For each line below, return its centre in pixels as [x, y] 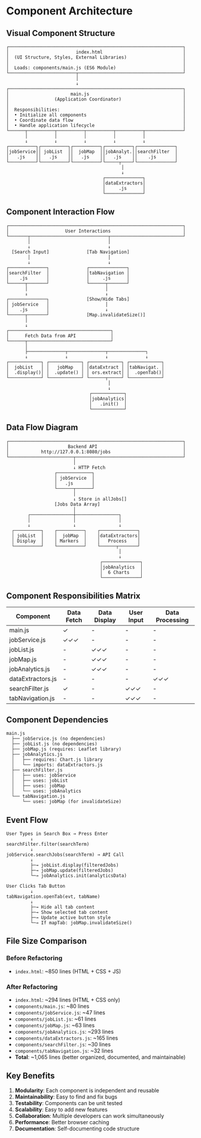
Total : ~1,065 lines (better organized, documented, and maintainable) [100, 1057]
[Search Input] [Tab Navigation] [71, 252]
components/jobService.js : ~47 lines [60, 1013]
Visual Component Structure [61, 33]
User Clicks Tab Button [36, 886]
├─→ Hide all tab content [63, 907]
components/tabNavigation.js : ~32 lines [64, 1051]
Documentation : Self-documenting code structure [77, 1128]
